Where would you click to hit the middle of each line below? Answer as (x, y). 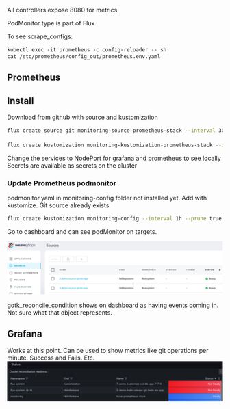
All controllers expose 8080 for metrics (62, 10)
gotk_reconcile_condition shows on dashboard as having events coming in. (113, 305)
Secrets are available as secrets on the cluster (72, 165)
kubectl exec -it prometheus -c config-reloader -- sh (87, 50)
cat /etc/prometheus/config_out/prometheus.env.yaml (84, 57)
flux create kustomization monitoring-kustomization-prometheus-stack (110, 145)
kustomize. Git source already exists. (59, 205)
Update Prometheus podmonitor (62, 183)
